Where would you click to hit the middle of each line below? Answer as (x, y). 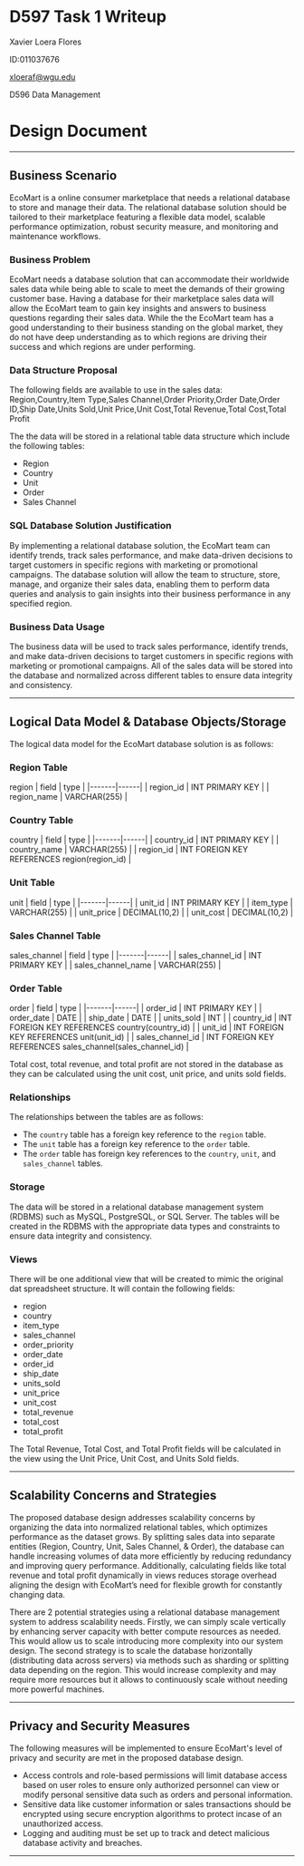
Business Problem (50, 259)
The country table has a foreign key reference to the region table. (144, 1134)
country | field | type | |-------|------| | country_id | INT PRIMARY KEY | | (144, 840)
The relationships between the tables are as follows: (106, 1117)
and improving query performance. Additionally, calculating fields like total (148, 1565)
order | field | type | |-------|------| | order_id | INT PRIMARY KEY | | (136, 1008)
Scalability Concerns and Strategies (113, 1496)
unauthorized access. (63, 1823)
